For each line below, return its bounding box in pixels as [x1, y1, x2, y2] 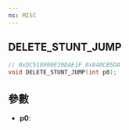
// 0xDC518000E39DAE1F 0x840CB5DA [8, 61, 121, 69]
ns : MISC [8, 11, 37, 20]
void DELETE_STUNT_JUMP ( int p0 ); [8, 68, 117, 77]
